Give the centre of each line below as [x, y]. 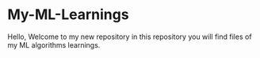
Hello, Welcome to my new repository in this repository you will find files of [130, 37]
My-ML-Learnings [68, 15]
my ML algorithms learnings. [54, 44]
